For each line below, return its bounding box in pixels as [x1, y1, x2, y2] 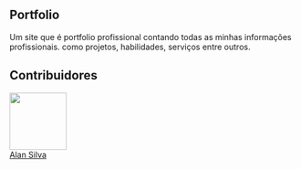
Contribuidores [9, 68, 98, 83]
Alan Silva [9, 149, 47, 160]
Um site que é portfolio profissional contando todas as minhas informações [9, 31, 292, 42]
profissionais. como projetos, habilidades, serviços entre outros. [9, 41, 251, 52]
